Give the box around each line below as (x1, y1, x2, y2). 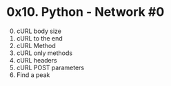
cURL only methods (16, 49, 73, 57)
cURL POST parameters (16, 63, 85, 72)
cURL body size (16, 27, 61, 35)
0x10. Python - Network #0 (6, 4, 165, 20)
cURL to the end (16, 34, 63, 42)
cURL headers (16, 56, 57, 64)
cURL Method (16, 41, 56, 50)
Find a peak (16, 70, 50, 79)
